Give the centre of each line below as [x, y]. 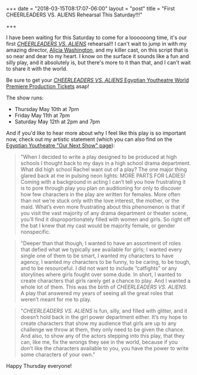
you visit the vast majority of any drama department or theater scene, [104, 213]
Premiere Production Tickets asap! [48, 86]
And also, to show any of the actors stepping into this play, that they [102, 336]
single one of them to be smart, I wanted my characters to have [97, 256]
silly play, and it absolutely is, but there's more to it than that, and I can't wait [98, 62]
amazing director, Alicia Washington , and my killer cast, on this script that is [97, 50]
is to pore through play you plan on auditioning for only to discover [101, 188]
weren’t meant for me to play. [56, 299]
